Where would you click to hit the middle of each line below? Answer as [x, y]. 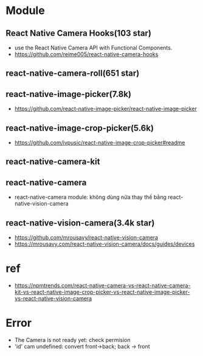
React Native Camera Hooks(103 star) [78, 33]
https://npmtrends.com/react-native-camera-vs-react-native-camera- [102, 285]
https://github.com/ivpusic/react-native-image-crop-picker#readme [100, 143]
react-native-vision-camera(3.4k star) [80, 223]
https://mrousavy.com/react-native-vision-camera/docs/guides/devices [105, 244]
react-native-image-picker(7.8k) [69, 94]
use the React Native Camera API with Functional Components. [93, 48]
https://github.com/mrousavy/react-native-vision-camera [86, 238]
